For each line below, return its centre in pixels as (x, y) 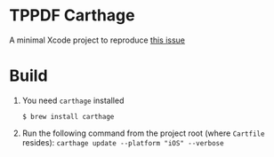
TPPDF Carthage (72, 16)
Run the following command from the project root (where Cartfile (143, 133)
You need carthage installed (73, 100)
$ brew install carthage (68, 116)
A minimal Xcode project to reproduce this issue (97, 40)
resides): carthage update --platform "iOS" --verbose (123, 142)
